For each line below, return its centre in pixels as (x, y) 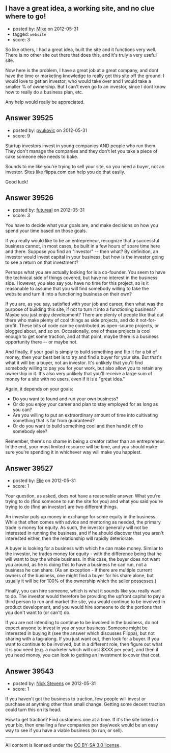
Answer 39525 (29, 118)
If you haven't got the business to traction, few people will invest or (76, 699)
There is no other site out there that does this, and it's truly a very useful (81, 55)
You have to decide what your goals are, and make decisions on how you (82, 225)
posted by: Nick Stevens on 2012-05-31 (54, 683)
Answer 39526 (30, 198)
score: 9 (21, 135)
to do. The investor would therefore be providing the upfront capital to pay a (85, 596)
